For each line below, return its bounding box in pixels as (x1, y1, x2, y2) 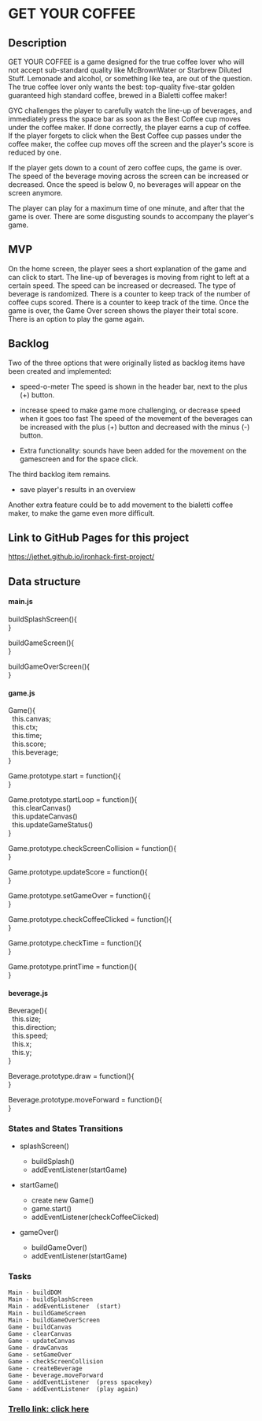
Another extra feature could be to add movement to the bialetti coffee (8, 500, 234, 509)
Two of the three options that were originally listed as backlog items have (8, 358, 245, 367)
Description (8, 36, 67, 50)
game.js (8, 688, 35, 698)
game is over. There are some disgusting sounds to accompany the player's (8, 212, 254, 221)
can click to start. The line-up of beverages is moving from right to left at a (8, 272, 250, 282)
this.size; (11, 1014, 42, 1024)
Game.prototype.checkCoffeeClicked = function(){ (8, 915, 172, 924)
